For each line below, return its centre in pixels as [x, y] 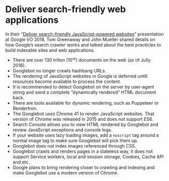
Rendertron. [25, 108]
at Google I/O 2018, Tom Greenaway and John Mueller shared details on [80, 39]
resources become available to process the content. [67, 81]
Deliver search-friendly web [66, 9]
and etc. [21, 162]
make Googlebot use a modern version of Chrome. [66, 172]
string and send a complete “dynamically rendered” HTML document [84, 92]
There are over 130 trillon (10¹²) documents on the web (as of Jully [81, 60]
